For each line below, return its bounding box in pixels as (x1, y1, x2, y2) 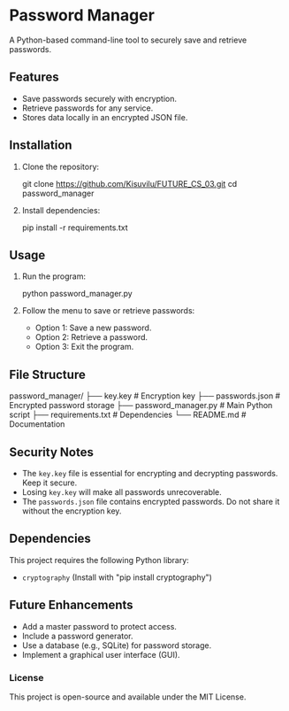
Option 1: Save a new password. (34, 322, 152, 333)
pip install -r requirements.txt (21, 222, 128, 233)
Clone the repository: (21, 161, 100, 172)
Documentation (9, 419, 65, 429)
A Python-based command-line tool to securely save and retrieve (9, 35, 247, 45)
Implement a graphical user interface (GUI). (21, 649, 180, 660)
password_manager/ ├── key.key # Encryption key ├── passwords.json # (9, 390, 281, 401)
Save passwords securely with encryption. (21, 93, 177, 104)
